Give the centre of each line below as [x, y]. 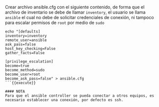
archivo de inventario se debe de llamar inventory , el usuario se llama [75, 12]
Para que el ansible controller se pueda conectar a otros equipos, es [79, 96]
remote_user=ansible [26, 40]
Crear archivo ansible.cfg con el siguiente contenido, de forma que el [75, 7]
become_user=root [23, 74]
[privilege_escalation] [29, 62]
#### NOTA [15, 91]
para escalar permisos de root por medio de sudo [55, 22]
